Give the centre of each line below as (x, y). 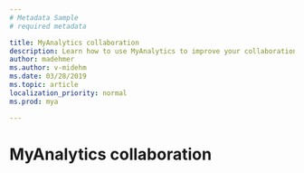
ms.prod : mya (34, 101)
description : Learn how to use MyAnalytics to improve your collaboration (153, 51)
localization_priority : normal (68, 93)
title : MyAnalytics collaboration (75, 43)
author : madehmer (42, 60)
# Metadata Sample (44, 18)
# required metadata (48, 26)
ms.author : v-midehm (48, 68)
